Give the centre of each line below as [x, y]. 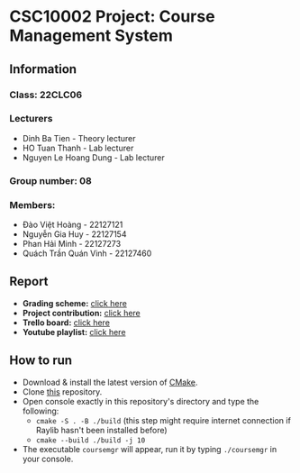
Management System [91, 36]
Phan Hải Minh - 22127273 [72, 244]
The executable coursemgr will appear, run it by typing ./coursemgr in [150, 449]
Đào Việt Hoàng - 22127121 [73, 225]
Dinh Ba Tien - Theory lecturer [79, 138]
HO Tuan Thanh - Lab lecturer [78, 148]
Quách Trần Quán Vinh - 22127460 [87, 253]
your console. [48, 459]
